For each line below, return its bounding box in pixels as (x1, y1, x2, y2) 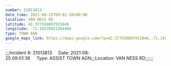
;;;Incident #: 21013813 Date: (5, 49, 70, 56)
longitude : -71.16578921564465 (5, 26, 72, 31)
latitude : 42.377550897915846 (5, 21, 70, 27)
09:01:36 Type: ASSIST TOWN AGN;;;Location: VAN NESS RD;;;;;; (12, 55, 154, 61)
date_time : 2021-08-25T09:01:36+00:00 (5, 12, 88, 17)
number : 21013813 (5, 7, 42, 13)
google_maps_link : (5, 36, 44, 41)
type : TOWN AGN (5, 31, 38, 36)
